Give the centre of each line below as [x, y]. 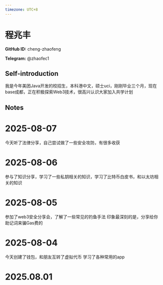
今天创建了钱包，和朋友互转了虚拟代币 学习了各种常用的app [65, 257]
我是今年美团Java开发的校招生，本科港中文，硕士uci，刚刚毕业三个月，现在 [81, 86]
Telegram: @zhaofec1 [27, 58]
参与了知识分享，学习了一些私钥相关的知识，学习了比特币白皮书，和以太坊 [80, 177]
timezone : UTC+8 [21, 9]
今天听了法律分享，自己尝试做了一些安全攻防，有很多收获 [63, 142]
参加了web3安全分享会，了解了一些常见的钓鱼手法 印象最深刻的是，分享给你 [81, 216]
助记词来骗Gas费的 [24, 223]
